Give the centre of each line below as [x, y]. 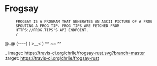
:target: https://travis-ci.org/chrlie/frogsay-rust [52, 58]
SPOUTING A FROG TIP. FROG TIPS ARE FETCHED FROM [67, 26]
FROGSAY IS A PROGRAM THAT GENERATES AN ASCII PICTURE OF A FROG [84, 22]
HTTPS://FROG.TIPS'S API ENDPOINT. [52, 30]
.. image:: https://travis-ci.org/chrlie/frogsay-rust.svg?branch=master [75, 53]
